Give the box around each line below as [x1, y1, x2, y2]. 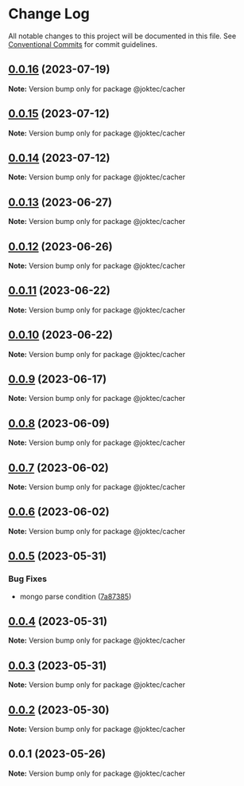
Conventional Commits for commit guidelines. [8, 39, 157, 49]
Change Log [8, 5, 90, 23]
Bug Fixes [8, 573, 48, 584]
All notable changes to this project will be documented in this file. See [8, 31, 237, 41]
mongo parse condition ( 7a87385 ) [19, 591, 132, 601]
